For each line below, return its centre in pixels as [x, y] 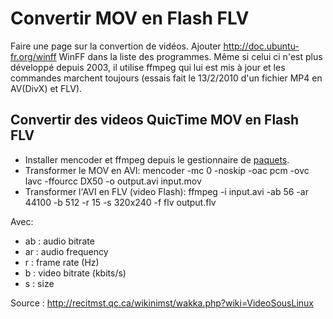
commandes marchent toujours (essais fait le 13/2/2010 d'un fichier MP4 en [166, 78]
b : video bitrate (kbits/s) [75, 273]
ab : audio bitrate [59, 241]
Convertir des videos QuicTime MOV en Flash [155, 120]
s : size [39, 283]
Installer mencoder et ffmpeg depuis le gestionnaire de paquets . [157, 159]
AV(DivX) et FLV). [46, 88]
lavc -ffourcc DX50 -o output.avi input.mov [113, 181]
